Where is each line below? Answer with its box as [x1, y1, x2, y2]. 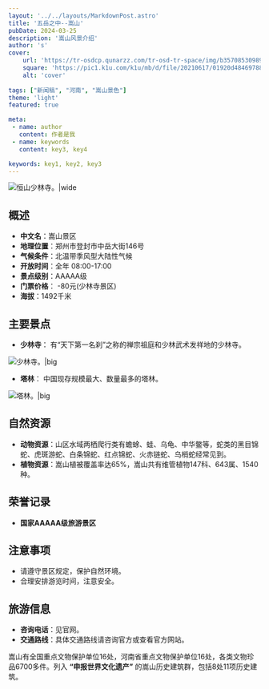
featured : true [8, 101, 59, 109]
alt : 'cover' [22, 71, 66, 79]
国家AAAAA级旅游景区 [19, 518, 96, 527]
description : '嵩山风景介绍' [8, 34, 98, 42]
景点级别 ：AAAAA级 [19, 272, 87, 281]
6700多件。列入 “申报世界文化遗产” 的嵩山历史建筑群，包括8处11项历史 [14, 662, 251, 671]
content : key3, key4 [18, 145, 88, 153]
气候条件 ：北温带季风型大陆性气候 [19, 252, 133, 261]
